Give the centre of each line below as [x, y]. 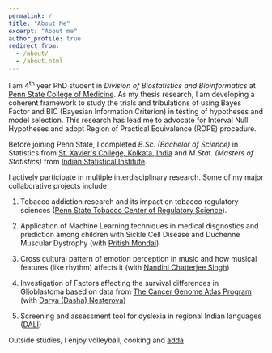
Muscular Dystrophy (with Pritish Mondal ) [89, 243]
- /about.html [39, 62]
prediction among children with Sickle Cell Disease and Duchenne [130, 234]
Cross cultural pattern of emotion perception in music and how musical [138, 258]
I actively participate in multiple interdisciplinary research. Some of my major [136, 177]
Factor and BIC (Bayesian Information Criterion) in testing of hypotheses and [136, 111]
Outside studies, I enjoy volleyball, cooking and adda [96, 340]
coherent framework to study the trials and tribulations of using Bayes [125, 103]
